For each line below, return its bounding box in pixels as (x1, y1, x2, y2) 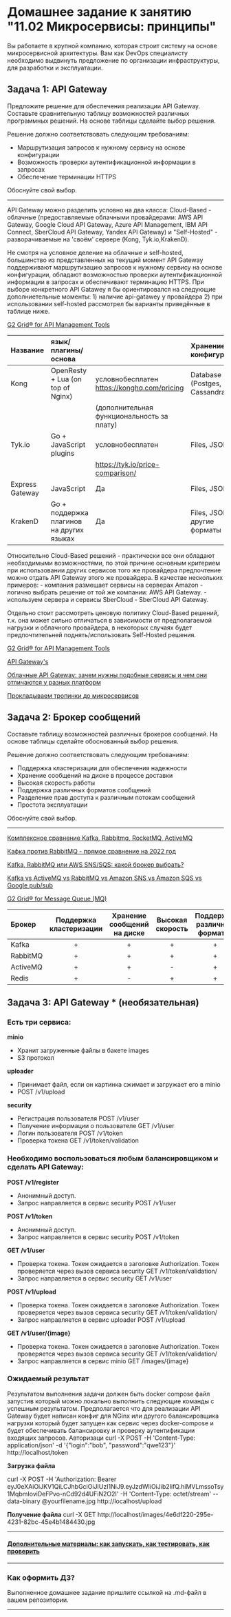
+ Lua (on (50, 374, 82, 383)
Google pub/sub (7, 881, 54, 890)
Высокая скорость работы (16, 779, 96, 787)
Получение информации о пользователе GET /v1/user (16, 1122, 175, 1130)
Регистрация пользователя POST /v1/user (16, 1114, 140, 1123)
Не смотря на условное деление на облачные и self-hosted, (7, 248, 184, 257)
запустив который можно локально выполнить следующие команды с (7, 1397, 214, 1405)
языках (50, 534, 75, 543)
